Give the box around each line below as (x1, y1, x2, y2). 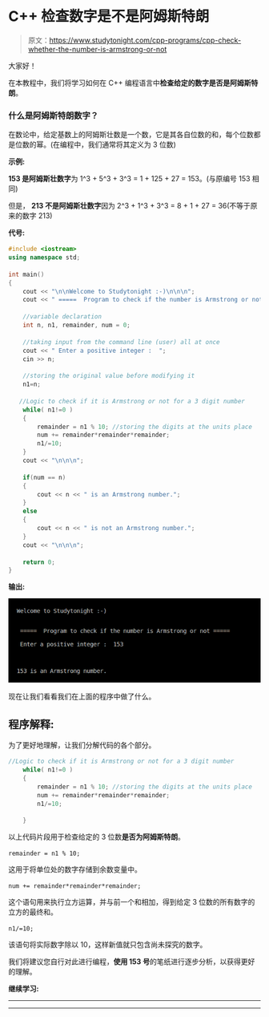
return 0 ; (22, 558, 56, 566)
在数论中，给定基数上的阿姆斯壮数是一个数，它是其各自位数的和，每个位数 (8, 130, 254, 140)
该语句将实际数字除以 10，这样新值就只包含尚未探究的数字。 (8, 940, 207, 950)
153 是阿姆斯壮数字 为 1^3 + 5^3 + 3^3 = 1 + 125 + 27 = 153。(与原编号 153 (8, 174, 251, 184)
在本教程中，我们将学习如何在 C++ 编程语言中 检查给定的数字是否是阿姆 (8, 78, 244, 87)
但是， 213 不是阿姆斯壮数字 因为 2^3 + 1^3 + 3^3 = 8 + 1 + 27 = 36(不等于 (8, 201, 251, 211)
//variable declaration (22, 313, 102, 321)
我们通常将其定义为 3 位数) (87, 140, 176, 149)
